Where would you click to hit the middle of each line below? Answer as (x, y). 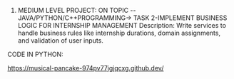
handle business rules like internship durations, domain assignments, (119, 33)
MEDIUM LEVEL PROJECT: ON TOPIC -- (77, 10)
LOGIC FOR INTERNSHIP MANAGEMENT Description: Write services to (122, 25)
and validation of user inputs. (60, 41)
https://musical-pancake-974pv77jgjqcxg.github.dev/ (86, 68)
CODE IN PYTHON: (36, 54)
